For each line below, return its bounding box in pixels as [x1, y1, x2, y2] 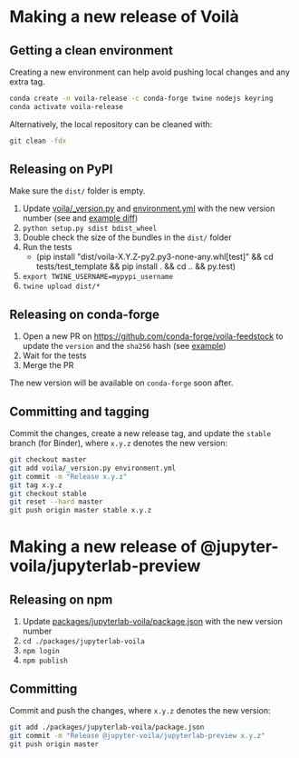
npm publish [22, 656, 68, 665]
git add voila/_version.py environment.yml [9, 464, 177, 473]
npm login [22, 647, 61, 656]
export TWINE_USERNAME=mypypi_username [22, 273, 174, 282]
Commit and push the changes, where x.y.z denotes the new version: [9, 705, 271, 715]
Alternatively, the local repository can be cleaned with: [9, 118, 213, 129]
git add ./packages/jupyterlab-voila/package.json [9, 723, 205, 732]
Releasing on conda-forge [9, 306, 160, 322]
